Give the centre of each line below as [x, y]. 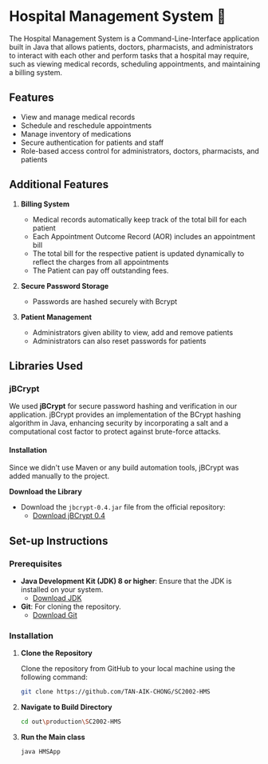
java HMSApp [40, 752]
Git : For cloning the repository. [71, 606]
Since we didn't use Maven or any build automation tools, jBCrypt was [124, 468]
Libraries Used [46, 366]
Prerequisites [35, 563]
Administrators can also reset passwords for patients [119, 341]
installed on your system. [62, 590]
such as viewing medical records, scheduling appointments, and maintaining [135, 64]
